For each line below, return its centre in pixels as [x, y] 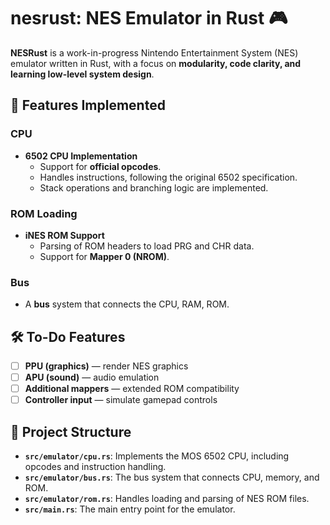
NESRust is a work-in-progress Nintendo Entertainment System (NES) [154, 52]
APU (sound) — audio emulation [92, 377]
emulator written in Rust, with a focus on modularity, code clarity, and [156, 63]
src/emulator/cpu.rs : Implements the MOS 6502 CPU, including [157, 456]
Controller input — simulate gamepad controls [121, 400]
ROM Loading [44, 213]
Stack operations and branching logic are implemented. [154, 187]
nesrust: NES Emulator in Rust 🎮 [149, 18]
